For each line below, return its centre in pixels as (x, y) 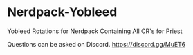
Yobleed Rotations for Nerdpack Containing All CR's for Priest (95, 31)
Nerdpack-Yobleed (62, 12)
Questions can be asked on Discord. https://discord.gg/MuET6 (96, 44)
